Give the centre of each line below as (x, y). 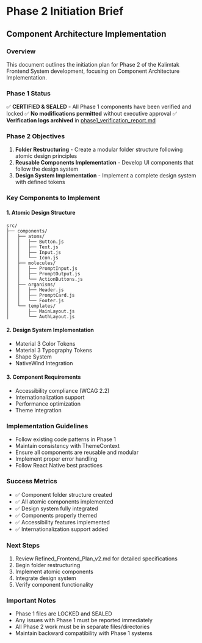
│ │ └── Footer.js (35, 300)
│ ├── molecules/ (31, 263)
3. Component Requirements (44, 377)
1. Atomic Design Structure (41, 212)
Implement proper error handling (56, 459)
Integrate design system (45, 578)
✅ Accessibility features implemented (62, 522)
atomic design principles (46, 156)
